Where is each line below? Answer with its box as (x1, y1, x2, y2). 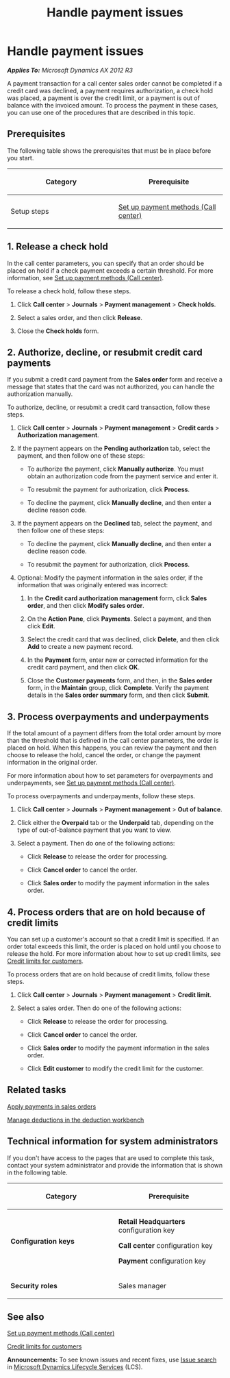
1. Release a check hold (7, 241, 108, 253)
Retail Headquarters (118, 1216, 186, 1226)
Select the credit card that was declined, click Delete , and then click (27, 635, 220, 643)
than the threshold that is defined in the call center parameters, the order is (7, 737, 219, 745)
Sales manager (118, 1281, 166, 1290)
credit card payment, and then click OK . (27, 663, 140, 672)
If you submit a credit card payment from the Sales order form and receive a (7, 376, 222, 384)
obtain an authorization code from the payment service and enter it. (27, 472, 218, 480)
